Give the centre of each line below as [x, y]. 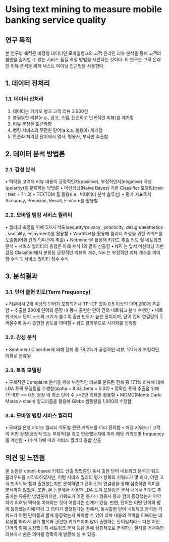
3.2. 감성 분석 [21, 337]
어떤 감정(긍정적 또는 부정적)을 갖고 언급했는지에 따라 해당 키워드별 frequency [87, 434]
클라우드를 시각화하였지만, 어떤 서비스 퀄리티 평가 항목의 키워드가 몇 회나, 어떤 [82, 477]
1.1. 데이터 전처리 [24, 99]
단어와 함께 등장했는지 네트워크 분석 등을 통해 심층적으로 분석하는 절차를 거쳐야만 [85, 528]
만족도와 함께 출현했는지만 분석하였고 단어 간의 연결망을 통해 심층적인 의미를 [85, 484]
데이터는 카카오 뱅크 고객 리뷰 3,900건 [50, 111]
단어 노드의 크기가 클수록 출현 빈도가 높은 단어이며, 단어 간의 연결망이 [91, 317]
